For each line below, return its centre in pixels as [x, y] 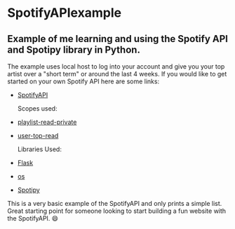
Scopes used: [37, 109]
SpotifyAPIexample [65, 13]
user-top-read [38, 136]
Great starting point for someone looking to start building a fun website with [117, 211]
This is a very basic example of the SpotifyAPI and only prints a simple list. [115, 203]
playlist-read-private [47, 122]
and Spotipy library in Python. [74, 49]
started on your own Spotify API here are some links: [83, 81]
